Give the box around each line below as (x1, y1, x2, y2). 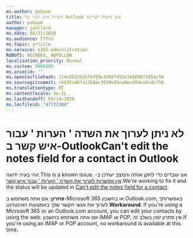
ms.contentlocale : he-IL (6, 90, 67, 96)
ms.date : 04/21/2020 (6, 31, 57, 36)
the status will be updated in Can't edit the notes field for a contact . (6, 183, 169, 191)
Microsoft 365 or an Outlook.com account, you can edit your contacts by (6, 207, 182, 214)
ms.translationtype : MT (6, 85, 65, 91)
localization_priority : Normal (6, 58, 83, 63)
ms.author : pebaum (6, 8, 51, 15)
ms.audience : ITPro (6, 36, 54, 42)
